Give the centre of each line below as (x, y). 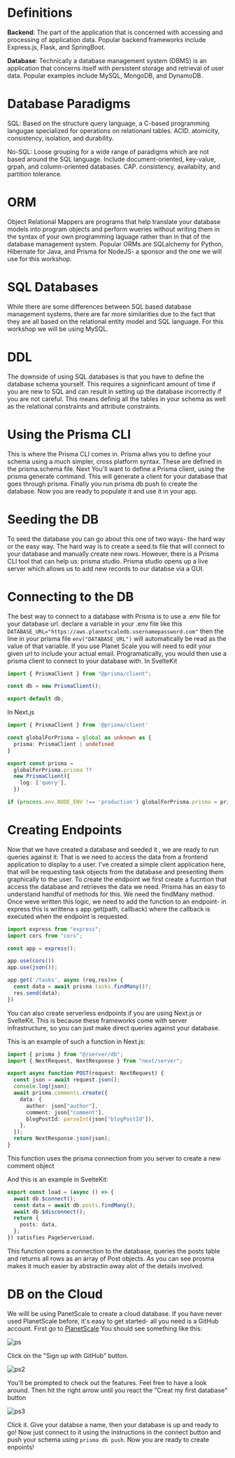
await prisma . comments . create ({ (61, 1093)
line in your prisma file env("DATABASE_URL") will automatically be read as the (117, 638)
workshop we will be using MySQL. (58, 329)
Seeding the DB (53, 519)
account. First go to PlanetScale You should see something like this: (105, 1329)
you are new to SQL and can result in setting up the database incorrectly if (114, 391)
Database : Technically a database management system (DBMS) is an (107, 60)
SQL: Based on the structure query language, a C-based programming (108, 123)
